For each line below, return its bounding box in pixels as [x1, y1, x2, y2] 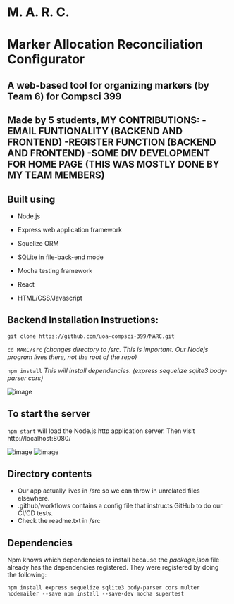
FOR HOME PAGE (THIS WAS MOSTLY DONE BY [7, 158, 220, 170]
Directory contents [7, 467, 92, 479]
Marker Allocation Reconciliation [7, 37, 203, 53]
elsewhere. [17, 494, 50, 503]
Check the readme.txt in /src [17, 517, 101, 525]
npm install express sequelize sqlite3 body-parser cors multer [7, 584, 200, 591]
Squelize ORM [17, 239, 59, 247]
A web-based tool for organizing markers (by [7, 79, 209, 92]
